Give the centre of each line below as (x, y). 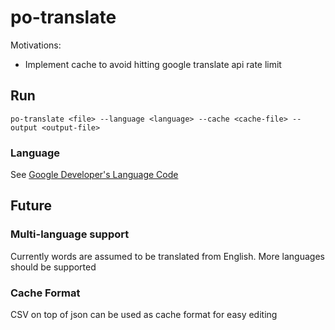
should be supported (53, 267)
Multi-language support (70, 234)
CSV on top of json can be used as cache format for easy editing (144, 315)
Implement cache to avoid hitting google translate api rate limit (153, 64)
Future (31, 206)
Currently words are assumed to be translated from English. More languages (167, 256)
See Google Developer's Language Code (94, 175)
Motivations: (36, 45)
